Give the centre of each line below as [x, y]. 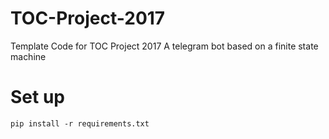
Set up [37, 97]
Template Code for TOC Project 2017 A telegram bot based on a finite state [164, 46]
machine [28, 56]
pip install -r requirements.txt [80, 123]
